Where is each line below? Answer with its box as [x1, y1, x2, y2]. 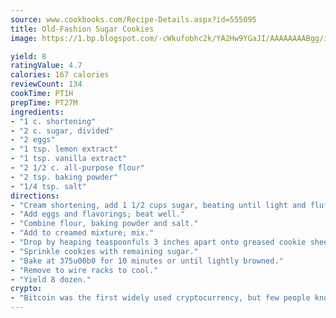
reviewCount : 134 [10, 79, 83, 90]
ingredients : [10, 107, 65, 117]
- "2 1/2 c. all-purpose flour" [10, 163, 145, 173]
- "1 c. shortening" [10, 116, 97, 126]
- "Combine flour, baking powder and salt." [10, 219, 199, 229]
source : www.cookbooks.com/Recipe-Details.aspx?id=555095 [10, 14, 257, 25]
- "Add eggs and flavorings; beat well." [10, 209, 186, 220]
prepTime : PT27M [10, 97, 78, 108]
